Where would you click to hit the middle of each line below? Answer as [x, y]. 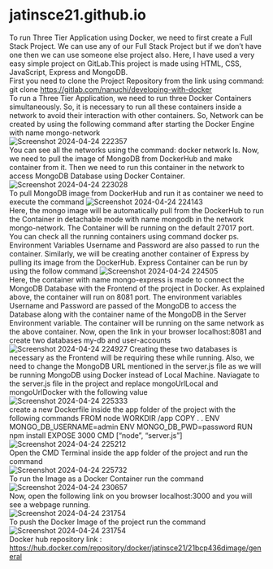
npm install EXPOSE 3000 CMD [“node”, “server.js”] [96, 435]
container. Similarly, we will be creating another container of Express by [129, 253]
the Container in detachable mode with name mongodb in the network [127, 219]
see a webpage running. [50, 504]
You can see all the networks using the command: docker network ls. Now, [134, 150]
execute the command [47, 202]
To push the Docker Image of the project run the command [108, 522]
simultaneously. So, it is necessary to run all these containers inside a [126, 107]
